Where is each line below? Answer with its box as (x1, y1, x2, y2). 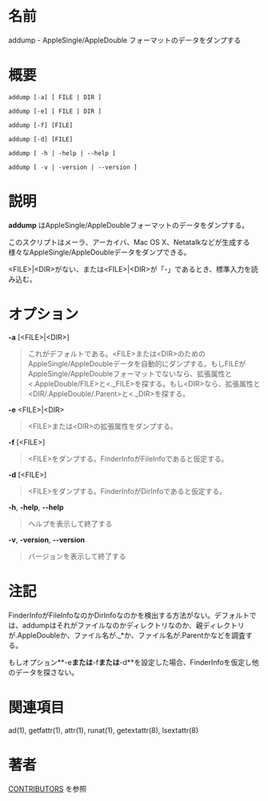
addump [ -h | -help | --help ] (8, 149, 116, 157)
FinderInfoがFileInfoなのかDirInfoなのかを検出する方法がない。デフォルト (8, 610, 250, 620)
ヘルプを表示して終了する (27, 519, 113, 528)
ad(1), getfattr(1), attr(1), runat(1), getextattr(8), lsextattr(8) (8, 725, 198, 735)
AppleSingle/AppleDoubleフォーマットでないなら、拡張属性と (27, 369, 232, 378)
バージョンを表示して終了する (27, 551, 126, 561)
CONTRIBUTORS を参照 (8, 783, 87, 793)
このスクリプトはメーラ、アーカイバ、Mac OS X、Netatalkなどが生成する (8, 237, 250, 246)
